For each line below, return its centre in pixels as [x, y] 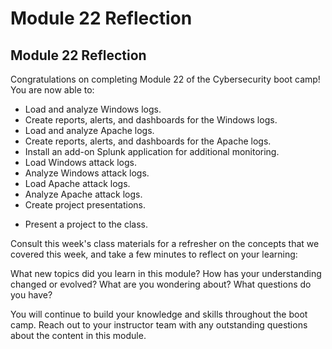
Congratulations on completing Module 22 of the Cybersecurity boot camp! [165, 79]
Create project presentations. [85, 205]
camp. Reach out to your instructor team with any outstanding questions [159, 325]
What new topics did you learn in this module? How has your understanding [166, 273]
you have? [31, 295]
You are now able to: [52, 90]
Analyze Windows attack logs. [87, 173]
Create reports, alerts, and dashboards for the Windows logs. [151, 120]
